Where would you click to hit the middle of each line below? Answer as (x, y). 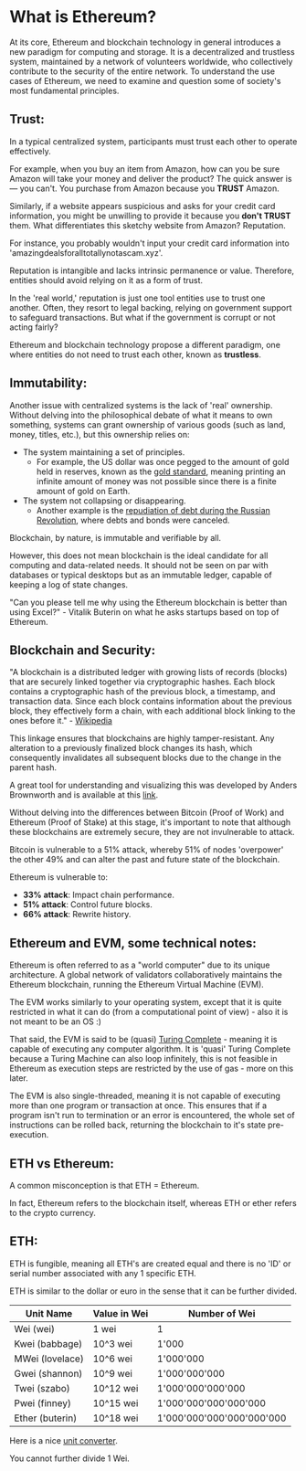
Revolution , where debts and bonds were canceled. (133, 520)
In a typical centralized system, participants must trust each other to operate (153, 141)
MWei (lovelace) (49, 1359)
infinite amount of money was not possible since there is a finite (156, 481)
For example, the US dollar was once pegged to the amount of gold (163, 461)
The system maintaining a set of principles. (104, 452)
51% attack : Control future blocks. (87, 905)
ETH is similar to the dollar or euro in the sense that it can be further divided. (153, 1291)
